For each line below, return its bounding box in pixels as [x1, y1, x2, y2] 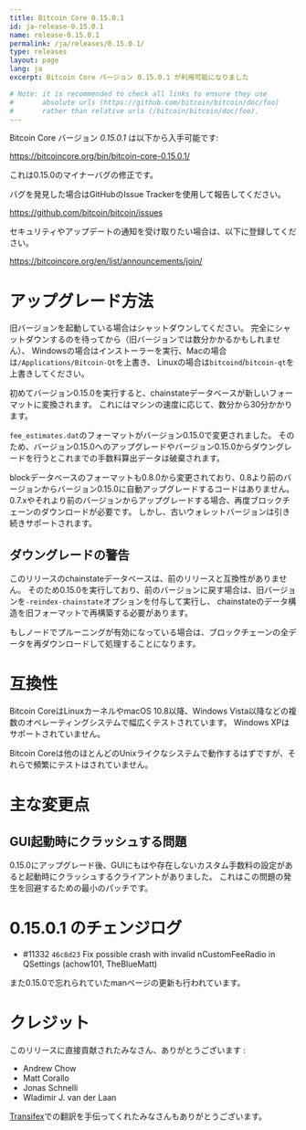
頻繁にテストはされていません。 [33, 759, 153, 770]
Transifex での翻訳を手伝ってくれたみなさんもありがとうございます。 [9, 1111, 268, 1122]
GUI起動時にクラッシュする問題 [9, 833, 187, 850]
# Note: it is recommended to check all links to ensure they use [9, 89, 268, 99]
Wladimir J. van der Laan [22, 1092, 117, 1103]
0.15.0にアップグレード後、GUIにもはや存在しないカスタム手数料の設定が [9, 860, 286, 871]
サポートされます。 [25, 518, 98, 529]
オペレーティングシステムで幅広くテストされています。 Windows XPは [25, 717, 290, 728]
